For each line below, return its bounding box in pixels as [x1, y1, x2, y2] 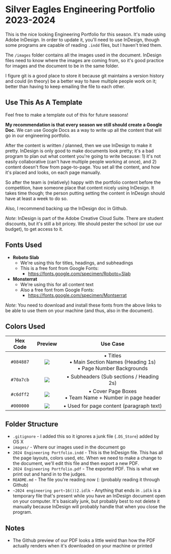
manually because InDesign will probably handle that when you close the [12, 504, 166, 510]
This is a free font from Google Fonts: [20, 265, 99, 271]
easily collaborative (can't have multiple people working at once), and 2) [5, 158, 157, 164]
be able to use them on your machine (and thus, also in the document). [5, 307, 154, 314]
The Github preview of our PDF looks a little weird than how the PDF [12, 537, 156, 543]
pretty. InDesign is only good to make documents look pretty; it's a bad [5, 148, 154, 154]
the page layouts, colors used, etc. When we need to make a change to [12, 455, 162, 461]
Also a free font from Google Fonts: [20, 287, 94, 293]
